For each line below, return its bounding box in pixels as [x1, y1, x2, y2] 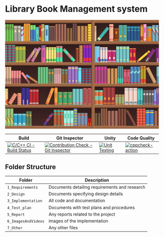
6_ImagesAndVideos [7, 219, 45, 224]
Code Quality [127, 135, 155, 141]
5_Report [7, 212, 25, 217]
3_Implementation [7, 198, 42, 203]
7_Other [7, 226, 23, 231]
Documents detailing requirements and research [48, 184, 145, 190]
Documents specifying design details [48, 191, 123, 197]
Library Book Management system [5, 3, 148, 15]
